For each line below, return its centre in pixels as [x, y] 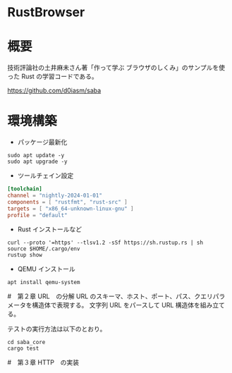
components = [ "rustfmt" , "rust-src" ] [68, 202]
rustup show [25, 255]
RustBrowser [46, 12]
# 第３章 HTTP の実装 [43, 362]
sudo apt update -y [36, 156]
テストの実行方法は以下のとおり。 [57, 329]
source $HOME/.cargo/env [44, 249]
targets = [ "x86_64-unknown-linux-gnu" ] [71, 209]
